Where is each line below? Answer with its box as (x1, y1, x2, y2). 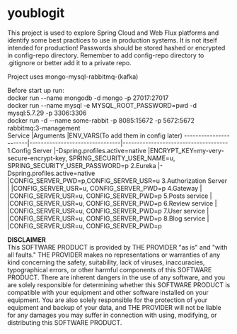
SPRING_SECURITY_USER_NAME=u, (69, 154, 175, 162)
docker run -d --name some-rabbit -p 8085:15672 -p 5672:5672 (7, 116, 195, 125)
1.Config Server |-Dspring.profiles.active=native (7, 146, 146, 155)
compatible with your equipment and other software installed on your (7, 288, 209, 296)
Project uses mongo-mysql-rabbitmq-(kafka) (7, 72, 139, 81)
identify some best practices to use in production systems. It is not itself (7, 35, 218, 44)
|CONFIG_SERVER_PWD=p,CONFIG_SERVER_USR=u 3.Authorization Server (7, 176, 228, 185)
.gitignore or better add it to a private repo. (7, 58, 132, 67)
